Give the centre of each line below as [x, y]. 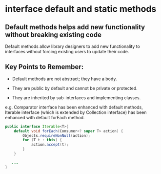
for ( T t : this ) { [42, 140]
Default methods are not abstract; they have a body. [64, 79]
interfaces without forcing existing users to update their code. [67, 52]
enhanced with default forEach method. [45, 117]
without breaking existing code [53, 34]
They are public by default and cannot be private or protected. [75, 88]
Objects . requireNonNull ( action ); [57, 135]
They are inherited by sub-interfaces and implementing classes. [76, 98]
